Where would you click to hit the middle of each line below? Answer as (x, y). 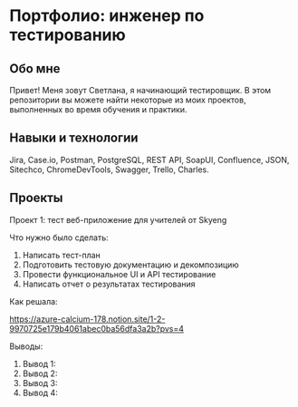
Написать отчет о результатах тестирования (109, 284)
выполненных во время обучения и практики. (98, 109)
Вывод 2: (40, 373)
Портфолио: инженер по (107, 16)
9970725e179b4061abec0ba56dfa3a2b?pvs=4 (96, 328)
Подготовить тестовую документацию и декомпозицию (131, 265)
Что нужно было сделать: (59, 237)
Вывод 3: (40, 383)
